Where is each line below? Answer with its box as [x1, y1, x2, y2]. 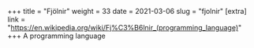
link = [7, 15, 25, 24]
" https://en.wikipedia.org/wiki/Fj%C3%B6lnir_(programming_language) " [7, 23, 242, 32]
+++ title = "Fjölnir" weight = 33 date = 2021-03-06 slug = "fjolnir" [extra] [7, 7, 248, 15]
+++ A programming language [7, 31, 106, 40]
